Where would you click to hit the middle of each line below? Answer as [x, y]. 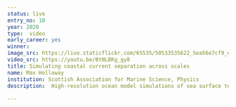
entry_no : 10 [26, 20]
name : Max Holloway [36, 73]
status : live [26, 14]
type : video [26, 33]
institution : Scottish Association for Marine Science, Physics [103, 79]
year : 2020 [23, 27]
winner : [19, 46]
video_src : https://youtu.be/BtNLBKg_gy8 [69, 60]
